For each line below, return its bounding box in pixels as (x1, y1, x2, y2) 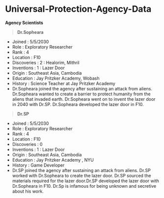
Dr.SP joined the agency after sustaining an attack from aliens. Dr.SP (12, 167, 151, 173)
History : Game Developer (12, 162, 65, 168)
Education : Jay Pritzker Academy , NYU (12, 157, 94, 163)
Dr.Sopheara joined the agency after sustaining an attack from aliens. (12, 85, 153, 91)
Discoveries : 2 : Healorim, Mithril (12, 59, 80, 65)
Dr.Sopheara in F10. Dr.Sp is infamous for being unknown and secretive (12, 183, 157, 189)
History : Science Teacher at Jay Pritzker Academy (12, 80, 115, 86)
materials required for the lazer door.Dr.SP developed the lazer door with (12, 178, 160, 184)
